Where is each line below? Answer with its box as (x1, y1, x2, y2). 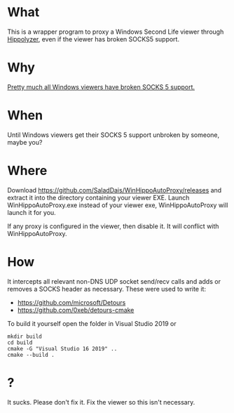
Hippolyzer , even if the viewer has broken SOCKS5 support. (7, 34, 180, 43)
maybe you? (7, 138, 43, 146)
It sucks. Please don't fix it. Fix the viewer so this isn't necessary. (7, 398, 195, 406)
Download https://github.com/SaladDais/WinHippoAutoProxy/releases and (7, 185, 222, 194)
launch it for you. (7, 208, 56, 216)
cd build (7, 339, 33, 346)
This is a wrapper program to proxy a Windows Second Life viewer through (7, 27, 224, 36)
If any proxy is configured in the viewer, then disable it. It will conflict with (7, 222, 219, 230)
